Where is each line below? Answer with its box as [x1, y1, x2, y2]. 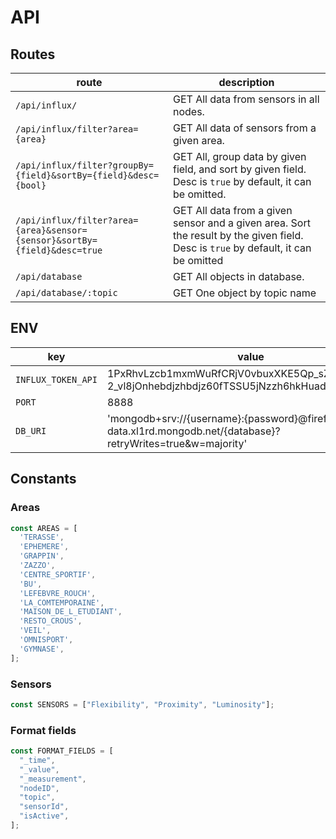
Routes [10, 46, 56, 63]
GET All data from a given [172, 204, 293, 217]
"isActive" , [19, 811, 70, 821]
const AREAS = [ [10, 523, 78, 533]
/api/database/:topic [15, 287, 118, 298]
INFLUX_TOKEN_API [15, 374, 98, 385]
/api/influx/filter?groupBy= [15, 160, 154, 171]
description [218, 76, 275, 89]
